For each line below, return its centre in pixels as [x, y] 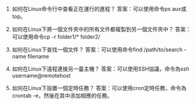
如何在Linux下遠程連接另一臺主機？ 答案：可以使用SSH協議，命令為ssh [101, 69]
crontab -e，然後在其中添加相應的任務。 [62, 96]
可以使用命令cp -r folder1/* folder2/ [56, 37]
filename [38, 56]
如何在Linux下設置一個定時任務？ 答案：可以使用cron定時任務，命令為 [99, 88]
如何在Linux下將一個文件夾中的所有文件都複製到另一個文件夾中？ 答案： [101, 29]
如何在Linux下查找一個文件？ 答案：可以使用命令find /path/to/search [97, 49]
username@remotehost [41, 75]
